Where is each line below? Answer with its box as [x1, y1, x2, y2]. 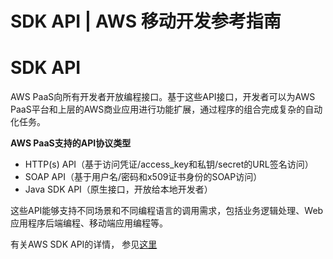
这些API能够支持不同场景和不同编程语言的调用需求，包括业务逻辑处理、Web [10, 205, 324, 217]
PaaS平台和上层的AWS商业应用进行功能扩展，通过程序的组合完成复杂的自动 [10, 103, 323, 116]
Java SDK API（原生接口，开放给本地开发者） [24, 183, 213, 196]
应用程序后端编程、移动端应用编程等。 [10, 217, 168, 229]
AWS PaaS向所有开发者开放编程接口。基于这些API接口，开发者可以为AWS [10, 91, 316, 103]
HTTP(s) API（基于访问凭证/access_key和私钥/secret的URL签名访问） [24, 158, 314, 171]
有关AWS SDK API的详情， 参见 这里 [10, 238, 158, 251]
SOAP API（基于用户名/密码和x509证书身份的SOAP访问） [24, 171, 263, 183]
